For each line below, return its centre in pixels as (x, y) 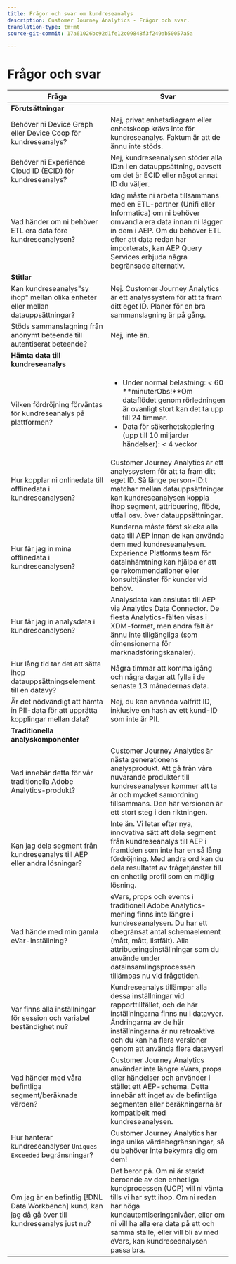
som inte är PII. (135, 719)
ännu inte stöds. (137, 146)
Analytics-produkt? (43, 790)
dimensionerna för (141, 644)
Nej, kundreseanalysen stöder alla (166, 157)
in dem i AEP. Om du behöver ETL (166, 231)
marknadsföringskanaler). (153, 652)
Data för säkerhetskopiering (168, 427)
